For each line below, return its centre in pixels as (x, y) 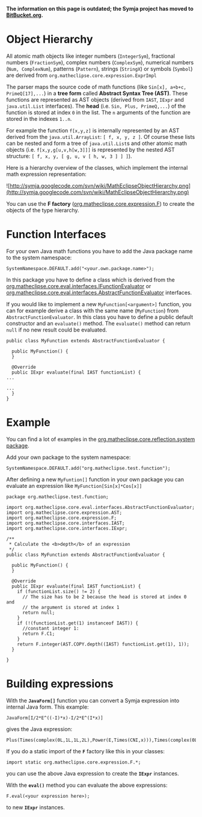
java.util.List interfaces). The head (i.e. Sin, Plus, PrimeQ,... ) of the (96, 106)
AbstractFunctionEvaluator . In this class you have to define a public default (100, 317)
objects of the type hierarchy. (43, 210)
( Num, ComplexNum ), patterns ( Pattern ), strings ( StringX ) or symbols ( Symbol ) (99, 69)
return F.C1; (38, 634)
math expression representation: (46, 174)
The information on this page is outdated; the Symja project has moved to (100, 9)
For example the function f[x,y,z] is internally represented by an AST (93, 130)
